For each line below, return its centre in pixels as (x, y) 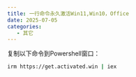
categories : (24, 26)
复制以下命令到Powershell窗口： (54, 53)
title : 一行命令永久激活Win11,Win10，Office (68, 14)
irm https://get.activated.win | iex (62, 67)
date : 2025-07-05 (32, 20)
